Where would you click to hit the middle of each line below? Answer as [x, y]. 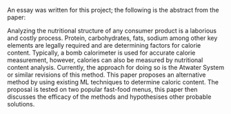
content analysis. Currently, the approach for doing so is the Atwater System [116, 67]
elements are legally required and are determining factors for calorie [104, 45]
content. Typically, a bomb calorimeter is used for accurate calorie [101, 53]
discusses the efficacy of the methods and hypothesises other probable [109, 97]
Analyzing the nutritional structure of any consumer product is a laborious [112, 31]
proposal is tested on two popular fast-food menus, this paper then [102, 89]
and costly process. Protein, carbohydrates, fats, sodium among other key [112, 38]
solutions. [21, 104]
